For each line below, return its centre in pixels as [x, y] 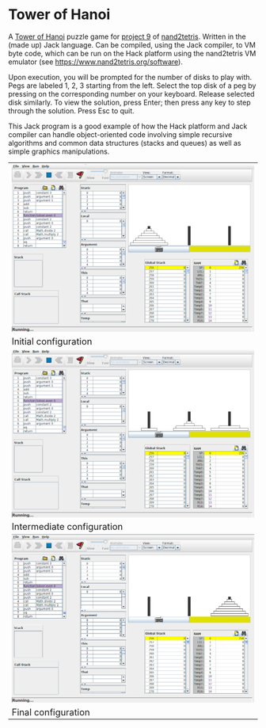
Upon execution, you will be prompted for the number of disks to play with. [130, 77]
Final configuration [51, 712]
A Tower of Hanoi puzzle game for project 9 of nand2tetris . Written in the [127, 36]
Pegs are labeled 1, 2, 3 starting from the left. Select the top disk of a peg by [132, 86]
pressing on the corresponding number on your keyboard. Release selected [131, 93]
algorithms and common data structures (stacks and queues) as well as [125, 143]
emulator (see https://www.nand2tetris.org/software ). [96, 62]
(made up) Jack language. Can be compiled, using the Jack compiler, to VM [132, 44]
